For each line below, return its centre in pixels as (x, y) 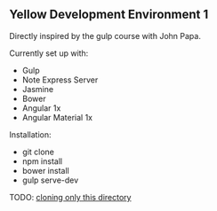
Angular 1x (41, 108)
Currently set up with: (49, 53)
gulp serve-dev (50, 180)
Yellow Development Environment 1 (109, 15)
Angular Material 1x (57, 117)
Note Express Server (60, 80)
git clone (38, 152)
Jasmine (38, 89)
